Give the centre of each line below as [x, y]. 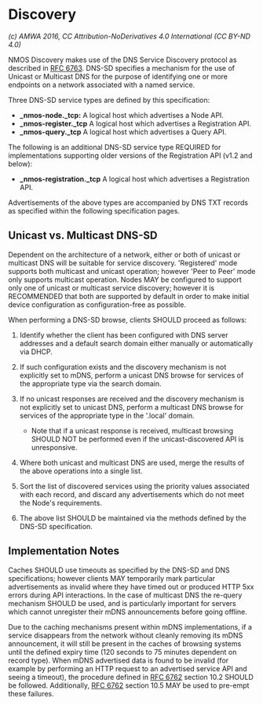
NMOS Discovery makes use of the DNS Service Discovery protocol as [122, 60]
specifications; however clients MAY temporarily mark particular [112, 578]
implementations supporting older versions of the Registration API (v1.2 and [130, 155]
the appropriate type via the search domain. [90, 383]
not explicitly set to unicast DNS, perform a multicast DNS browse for [131, 407]
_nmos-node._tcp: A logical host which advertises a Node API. [121, 115]
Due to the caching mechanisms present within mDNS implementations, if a [130, 626]
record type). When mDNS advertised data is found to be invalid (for [119, 660]
